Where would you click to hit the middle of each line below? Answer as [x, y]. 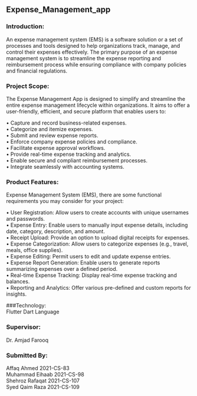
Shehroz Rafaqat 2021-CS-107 [43, 381]
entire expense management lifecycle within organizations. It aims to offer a [98, 105]
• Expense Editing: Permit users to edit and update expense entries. [88, 257]
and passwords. [26, 219]
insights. [17, 294]
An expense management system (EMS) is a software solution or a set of [95, 39]
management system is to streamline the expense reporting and [83, 58]
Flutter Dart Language [33, 312]
